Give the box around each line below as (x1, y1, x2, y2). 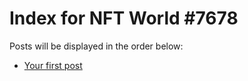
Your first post (23, 59, 83, 71)
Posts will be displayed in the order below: (9, 40, 184, 52)
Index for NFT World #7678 (9, 7, 239, 30)
